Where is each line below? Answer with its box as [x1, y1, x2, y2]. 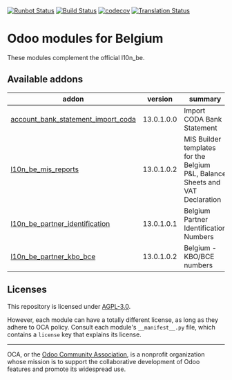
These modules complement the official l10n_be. [7, 53, 145, 61]
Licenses [7, 284, 47, 296]
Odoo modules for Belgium [7, 31, 164, 46]
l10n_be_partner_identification [10, 218, 110, 228]
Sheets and [184, 177, 221, 187]
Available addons [7, 73, 84, 86]
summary [188, 94, 222, 104]
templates [184, 142, 216, 152]
